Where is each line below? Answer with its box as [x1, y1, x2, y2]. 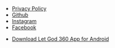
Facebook [11, 24, 37, 31]
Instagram [11, 18, 37, 24]
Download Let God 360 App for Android [11, 36, 110, 42]
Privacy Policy [11, 5, 47, 12]
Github [11, 11, 28, 18]
